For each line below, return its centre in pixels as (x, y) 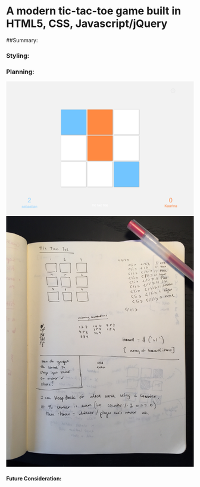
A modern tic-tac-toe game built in (94, 11)
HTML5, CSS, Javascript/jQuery (87, 24)
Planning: (20, 72)
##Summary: (22, 40)
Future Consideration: (34, 479)
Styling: (18, 56)
